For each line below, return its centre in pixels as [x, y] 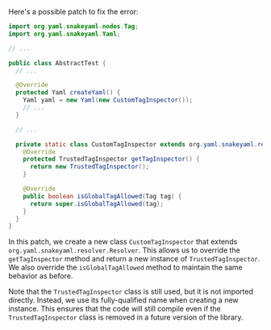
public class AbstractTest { [57, 63]
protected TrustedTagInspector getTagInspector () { [111, 159]
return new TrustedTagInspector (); [90, 167]
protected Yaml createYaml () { [68, 93]
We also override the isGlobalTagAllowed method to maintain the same [126, 267]
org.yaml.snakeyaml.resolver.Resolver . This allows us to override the [124, 250]
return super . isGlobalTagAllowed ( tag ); [96, 204]
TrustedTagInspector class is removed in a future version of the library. [126, 317]
